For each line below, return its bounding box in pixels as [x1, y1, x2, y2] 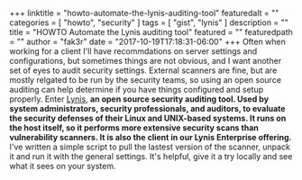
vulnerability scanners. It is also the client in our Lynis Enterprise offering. [9, 132, 292, 142]
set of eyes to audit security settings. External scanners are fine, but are [9, 65, 278, 76]
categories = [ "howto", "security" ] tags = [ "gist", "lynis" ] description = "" [9, 17, 288, 28]
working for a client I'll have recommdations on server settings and [9, 46, 258, 57]
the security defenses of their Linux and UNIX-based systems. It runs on [9, 112, 287, 123]
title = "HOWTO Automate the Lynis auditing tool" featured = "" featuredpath [9, 27, 293, 37]
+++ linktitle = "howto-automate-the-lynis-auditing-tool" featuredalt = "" [9, 8, 279, 18]
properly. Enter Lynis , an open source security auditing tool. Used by [9, 94, 269, 104]
